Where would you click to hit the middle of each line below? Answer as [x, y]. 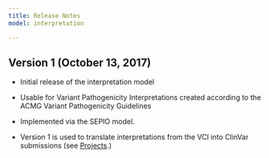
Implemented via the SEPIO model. [77, 122]
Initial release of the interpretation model [87, 82]
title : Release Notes [45, 16]
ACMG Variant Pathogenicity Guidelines [86, 106]
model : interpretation [46, 23]
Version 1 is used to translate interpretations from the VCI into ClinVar [134, 137]
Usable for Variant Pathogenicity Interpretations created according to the [141, 98]
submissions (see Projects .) [66, 146]
